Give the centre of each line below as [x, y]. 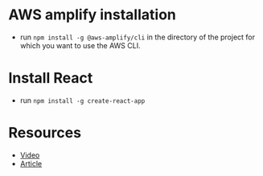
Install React [51, 78]
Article [31, 163]
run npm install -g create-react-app [82, 100]
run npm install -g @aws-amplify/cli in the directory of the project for [138, 37]
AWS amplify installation [92, 15]
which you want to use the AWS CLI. [80, 45]
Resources [45, 133]
